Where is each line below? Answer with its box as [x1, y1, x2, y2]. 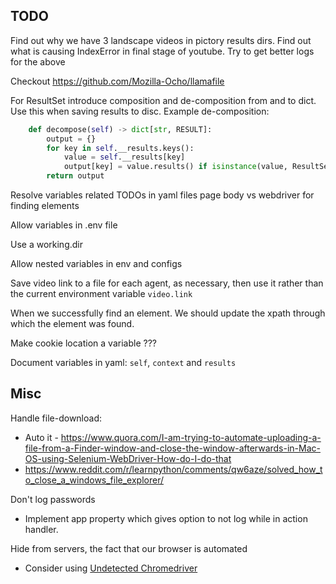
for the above [10, 55, 66, 68]
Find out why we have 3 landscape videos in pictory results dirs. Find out [10, 34, 312, 46]
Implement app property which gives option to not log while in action [24, 512, 308, 524]
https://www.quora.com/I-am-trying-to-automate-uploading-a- [60, 431, 322, 443]
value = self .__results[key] [63, 152, 186, 163]
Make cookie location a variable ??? [10, 337, 157, 349]
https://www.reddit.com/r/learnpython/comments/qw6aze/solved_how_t [24, 463, 323, 475]
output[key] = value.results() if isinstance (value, [63, 162, 288, 172]
